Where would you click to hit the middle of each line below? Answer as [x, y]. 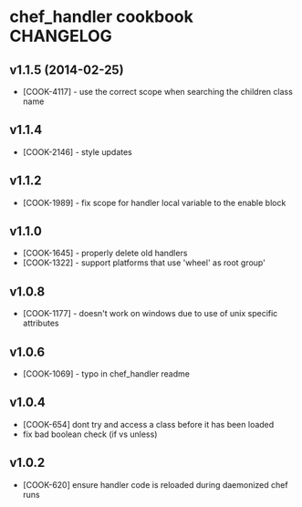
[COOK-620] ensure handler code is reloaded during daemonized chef [156, 484]
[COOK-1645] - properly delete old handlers [105, 253]
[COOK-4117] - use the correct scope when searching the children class [158, 92]
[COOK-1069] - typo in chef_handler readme [106, 374]
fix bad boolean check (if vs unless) [90, 434]
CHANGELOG [61, 36]
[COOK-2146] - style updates [77, 151]
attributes [41, 323]
